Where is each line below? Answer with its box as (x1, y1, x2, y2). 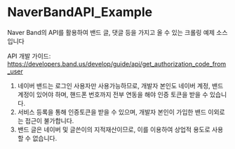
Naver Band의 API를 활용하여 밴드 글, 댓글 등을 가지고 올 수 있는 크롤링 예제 (7, 28, 215, 36)
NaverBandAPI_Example (7, 4, 153, 20)
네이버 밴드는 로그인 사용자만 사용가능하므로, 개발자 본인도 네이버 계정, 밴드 (17, 81, 224, 90)
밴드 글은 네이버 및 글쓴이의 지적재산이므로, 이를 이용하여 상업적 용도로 (17, 125, 210, 134)
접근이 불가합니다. (25, 116, 74, 125)
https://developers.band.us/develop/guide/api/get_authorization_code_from (7, 59, 227, 68)
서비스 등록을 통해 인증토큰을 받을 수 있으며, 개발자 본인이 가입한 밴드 (17, 108, 207, 116)
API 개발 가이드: (7, 52, 51, 60)
